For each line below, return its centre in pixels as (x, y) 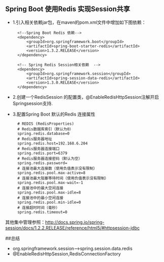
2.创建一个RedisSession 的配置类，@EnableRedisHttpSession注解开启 (86, 97)
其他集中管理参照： (25, 222)
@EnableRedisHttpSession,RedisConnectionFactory (67, 254)
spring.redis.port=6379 (42, 153)
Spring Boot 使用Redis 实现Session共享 (68, 9)
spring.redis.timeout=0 (42, 212)
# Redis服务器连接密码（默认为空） (50, 159)
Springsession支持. (33, 103)
